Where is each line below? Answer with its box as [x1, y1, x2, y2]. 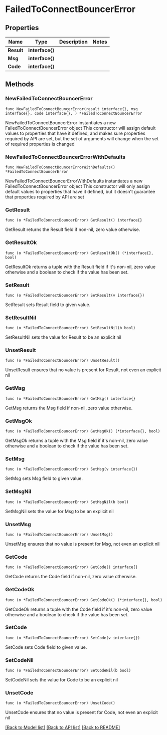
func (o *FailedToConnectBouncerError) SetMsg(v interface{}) [5, 467, 138, 472]
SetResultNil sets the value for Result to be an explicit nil [5, 334, 121, 340]
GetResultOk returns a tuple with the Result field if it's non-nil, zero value [5, 264, 156, 270]
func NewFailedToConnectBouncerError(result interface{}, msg [5, 106, 138, 111]
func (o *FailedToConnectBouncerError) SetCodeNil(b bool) [5, 668, 131, 673]
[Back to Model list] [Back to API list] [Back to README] [5, 724, 120, 730]
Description [59, 39, 88, 45]
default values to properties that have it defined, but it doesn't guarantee [5, 188, 155, 194]
